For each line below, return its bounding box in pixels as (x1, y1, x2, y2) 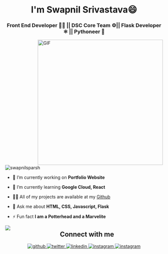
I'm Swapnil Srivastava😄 (30, 4, 137, 16)
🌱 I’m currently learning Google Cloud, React (12, 184, 105, 190)
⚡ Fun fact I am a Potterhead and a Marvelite (12, 213, 106, 219)
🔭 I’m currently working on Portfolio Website (12, 174, 105, 180)
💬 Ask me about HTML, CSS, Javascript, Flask (12, 203, 109, 209)
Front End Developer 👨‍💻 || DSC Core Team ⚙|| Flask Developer (6, 22, 161, 29)
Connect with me (59, 230, 114, 238)
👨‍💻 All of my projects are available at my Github (12, 194, 111, 200)
